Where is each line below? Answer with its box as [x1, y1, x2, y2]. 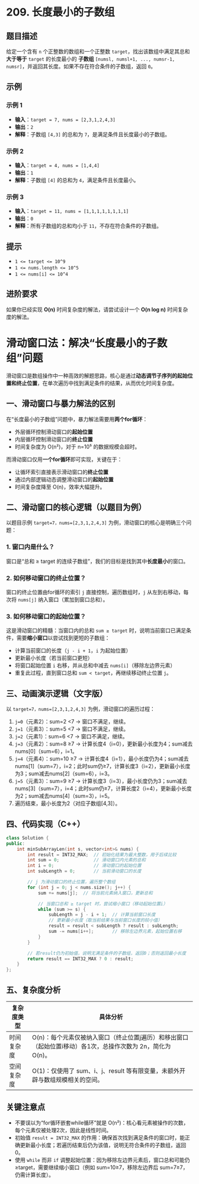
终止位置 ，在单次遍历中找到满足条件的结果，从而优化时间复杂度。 [16, 379, 178, 387]
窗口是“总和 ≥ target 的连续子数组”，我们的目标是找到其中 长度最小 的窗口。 [6, 557, 189, 565]
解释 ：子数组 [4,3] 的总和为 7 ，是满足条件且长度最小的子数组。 [14, 130, 171, 137]
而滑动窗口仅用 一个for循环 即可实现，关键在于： [6, 456, 123, 463]
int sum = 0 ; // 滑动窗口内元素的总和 [27, 857, 146, 863]
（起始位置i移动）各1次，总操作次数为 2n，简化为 [32, 1042, 171, 1051]
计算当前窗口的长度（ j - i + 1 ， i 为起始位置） [14, 647, 131, 654]
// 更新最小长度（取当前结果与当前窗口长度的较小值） [48, 917, 163, 923]
